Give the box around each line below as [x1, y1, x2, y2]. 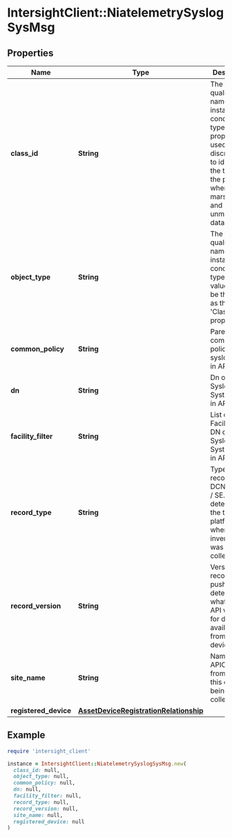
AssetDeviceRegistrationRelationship [78, 706, 204, 715]
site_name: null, [13, 811, 64, 818]
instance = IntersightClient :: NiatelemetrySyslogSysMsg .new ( [7, 760, 187, 767]
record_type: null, [13, 798, 70, 806]
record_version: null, [13, 805, 79, 812]
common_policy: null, [13, 780, 76, 786]
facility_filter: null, [13, 793, 81, 800]
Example [7, 729, 46, 741]
